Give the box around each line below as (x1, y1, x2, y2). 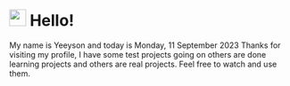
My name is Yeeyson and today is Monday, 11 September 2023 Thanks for (9, 40, 281, 51)
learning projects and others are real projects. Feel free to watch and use (9, 59, 278, 69)
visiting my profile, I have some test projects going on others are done (9, 49, 267, 59)
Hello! (29, 11, 75, 31)
